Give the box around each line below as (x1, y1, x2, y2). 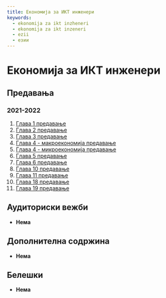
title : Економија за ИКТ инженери (7, 9, 95, 15)
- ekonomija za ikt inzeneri (12, 26, 86, 32)
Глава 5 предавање (15, 152, 67, 159)
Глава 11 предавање (15, 171, 69, 179)
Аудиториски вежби (7, 202, 89, 213)
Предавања (7, 88, 54, 98)
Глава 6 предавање (15, 158, 67, 166)
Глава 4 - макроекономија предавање (15, 139, 116, 146)
